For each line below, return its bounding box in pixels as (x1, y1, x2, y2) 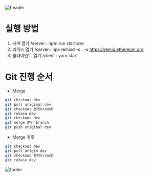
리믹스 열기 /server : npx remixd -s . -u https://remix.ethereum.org (12, 46, 144, 52)
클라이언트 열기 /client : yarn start (12, 52, 78, 58)
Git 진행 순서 (5, 71, 53, 83)
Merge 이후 (12, 134, 35, 140)
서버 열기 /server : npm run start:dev (12, 40, 85, 46)
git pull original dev (5, 102, 51, 107)
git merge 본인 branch (5, 120, 49, 125)
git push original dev (5, 125, 51, 130)
